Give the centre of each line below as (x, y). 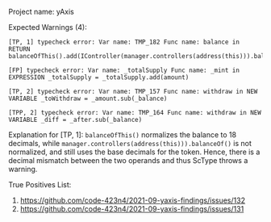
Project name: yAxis (41, 12)
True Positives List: (40, 184)
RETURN (19, 49)
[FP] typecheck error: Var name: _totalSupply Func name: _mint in (124, 70)
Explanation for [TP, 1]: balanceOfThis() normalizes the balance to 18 (122, 135)
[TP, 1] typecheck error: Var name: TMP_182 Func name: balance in (124, 42)
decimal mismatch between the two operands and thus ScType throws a (128, 160)
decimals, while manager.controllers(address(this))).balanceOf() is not (130, 143)
